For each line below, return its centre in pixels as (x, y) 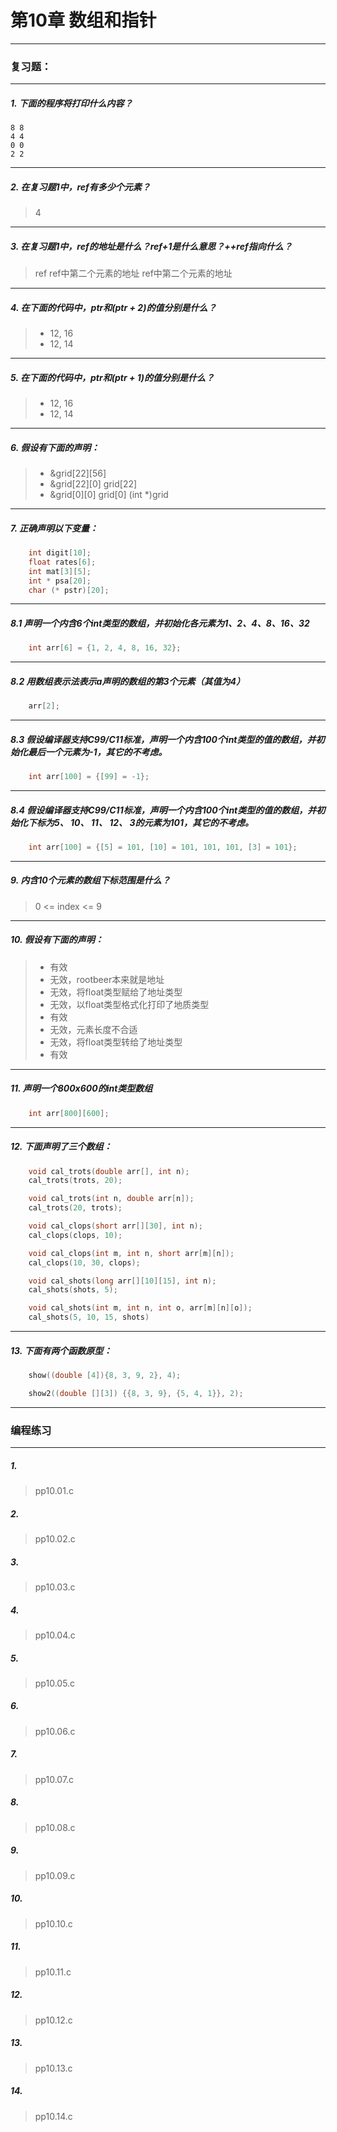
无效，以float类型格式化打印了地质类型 (129, 1004)
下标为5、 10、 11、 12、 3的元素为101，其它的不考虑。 (140, 822)
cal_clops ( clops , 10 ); (75, 1235)
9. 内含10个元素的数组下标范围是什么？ (90, 880)
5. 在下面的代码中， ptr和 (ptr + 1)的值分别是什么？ (112, 377)
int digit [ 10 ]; (60, 553)
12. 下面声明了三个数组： (61, 1147)
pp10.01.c (54, 1490)
